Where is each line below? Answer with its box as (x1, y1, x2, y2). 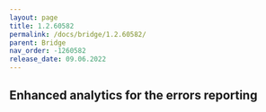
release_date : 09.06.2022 (9, 55, 106, 64)
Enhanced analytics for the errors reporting (9, 88, 258, 103)
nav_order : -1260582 (9, 47, 87, 56)
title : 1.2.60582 (9, 22, 75, 30)
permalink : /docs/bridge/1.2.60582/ (9, 30, 146, 39)
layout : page (9, 13, 58, 22)
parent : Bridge (9, 38, 66, 47)
